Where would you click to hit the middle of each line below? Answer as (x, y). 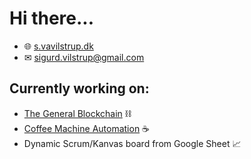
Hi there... (52, 18)
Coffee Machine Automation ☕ (87, 128)
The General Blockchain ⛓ (77, 113)
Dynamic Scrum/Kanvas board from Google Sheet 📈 (132, 143)
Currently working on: (79, 88)
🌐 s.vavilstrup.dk (58, 46)
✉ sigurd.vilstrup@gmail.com (84, 57)
